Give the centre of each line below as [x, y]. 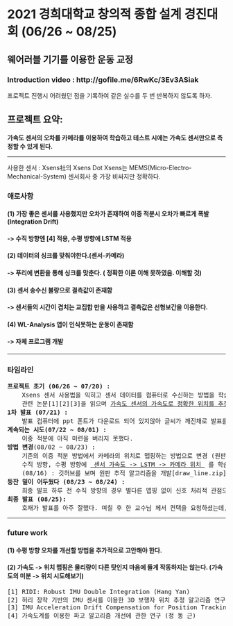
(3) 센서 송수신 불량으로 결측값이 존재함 [60, 290]
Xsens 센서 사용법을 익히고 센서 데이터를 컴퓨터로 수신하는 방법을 [118, 395]
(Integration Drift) [33, 222]
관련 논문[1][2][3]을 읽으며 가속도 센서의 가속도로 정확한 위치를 [118, 404]
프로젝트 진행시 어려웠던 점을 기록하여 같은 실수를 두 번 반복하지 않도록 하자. [110, 95]
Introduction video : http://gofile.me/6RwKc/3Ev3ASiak [103, 79]
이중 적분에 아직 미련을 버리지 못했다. [78, 439]
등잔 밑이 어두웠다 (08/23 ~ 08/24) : [66, 482]
